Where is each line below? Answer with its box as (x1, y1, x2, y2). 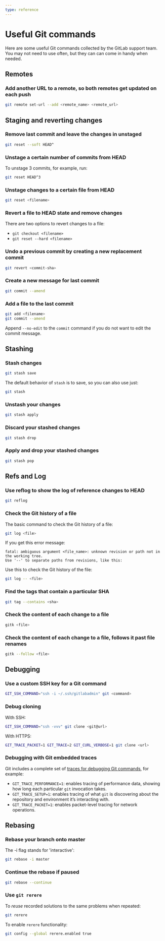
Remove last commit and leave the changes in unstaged (5, 131, 142, 138)
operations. (12, 807, 36, 813)
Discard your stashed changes (5, 424, 81, 431)
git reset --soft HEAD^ (5, 142, 54, 147)
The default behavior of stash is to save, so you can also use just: (5, 380, 138, 386)
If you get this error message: (5, 540, 66, 546)
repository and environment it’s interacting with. (12, 796, 110, 802)
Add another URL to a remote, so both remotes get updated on (5, 85, 157, 92)
